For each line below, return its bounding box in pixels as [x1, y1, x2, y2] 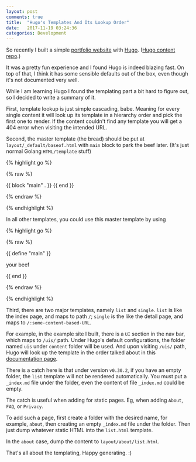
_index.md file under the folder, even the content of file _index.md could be [6, 379, 185, 386]
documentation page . [6, 355, 58, 362]
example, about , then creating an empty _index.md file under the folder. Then [6, 420, 191, 427]
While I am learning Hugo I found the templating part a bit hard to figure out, [6, 88, 189, 95]
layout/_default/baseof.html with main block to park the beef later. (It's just [6, 142, 189, 149]
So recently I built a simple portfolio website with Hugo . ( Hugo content [6, 46, 176, 53]
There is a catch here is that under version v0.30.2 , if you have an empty [6, 367, 181, 374]
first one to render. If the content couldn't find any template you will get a [6, 118, 183, 125]
